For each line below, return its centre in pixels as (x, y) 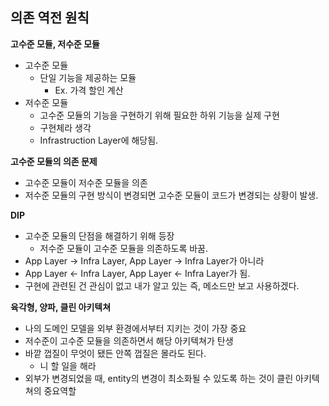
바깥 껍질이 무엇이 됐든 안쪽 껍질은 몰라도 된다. (115, 353)
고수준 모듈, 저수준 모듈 (55, 44)
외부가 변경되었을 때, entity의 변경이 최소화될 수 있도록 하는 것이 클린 (159, 378)
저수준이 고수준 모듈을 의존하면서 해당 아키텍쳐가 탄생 (129, 340)
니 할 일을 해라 (68, 365)
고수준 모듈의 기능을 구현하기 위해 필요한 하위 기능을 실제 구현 (159, 115)
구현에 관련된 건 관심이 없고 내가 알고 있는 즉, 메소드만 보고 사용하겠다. (162, 285)
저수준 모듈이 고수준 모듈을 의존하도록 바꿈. (124, 248)
